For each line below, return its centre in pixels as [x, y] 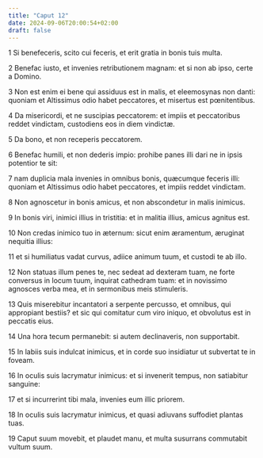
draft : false [30, 30]
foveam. [21, 361]
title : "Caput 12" [38, 15]
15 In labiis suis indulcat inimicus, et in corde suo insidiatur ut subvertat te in [132, 352]
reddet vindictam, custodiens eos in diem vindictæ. [92, 124]
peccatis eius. [31, 321]
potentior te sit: [33, 163]
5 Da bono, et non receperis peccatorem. [75, 139]
